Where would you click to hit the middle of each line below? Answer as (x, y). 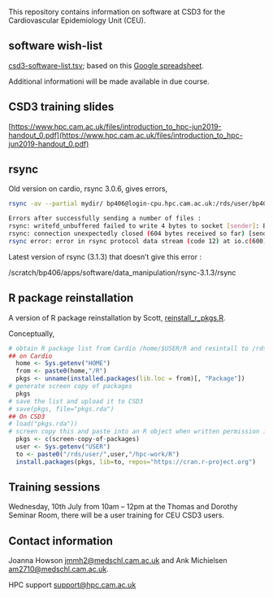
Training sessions (54, 487)
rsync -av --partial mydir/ (56, 204)
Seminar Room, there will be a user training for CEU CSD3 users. (117, 515)
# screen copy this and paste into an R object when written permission (134, 432)
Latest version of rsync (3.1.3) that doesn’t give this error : (105, 256)
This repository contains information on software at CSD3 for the (117, 12)
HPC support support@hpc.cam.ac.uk (72, 585)
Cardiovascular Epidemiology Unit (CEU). (77, 20)
